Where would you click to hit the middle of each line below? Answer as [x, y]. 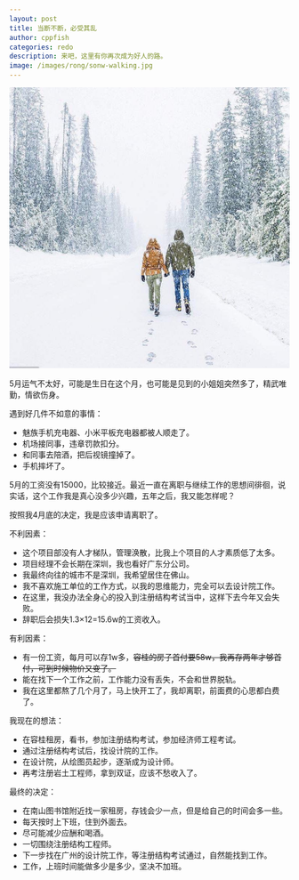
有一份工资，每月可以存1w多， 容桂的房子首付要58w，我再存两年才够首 [152, 657]
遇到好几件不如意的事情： [56, 413]
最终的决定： [32, 791]
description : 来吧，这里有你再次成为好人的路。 [88, 57]
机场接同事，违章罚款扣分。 [73, 443]
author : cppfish [39, 37]
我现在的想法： [36, 720]
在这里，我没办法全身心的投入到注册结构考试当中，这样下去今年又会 [147, 597]
